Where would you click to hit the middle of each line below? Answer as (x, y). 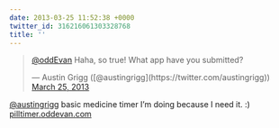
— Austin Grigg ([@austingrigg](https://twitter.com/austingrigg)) (150, 78)
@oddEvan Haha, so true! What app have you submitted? (137, 60)
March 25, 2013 (60, 87)
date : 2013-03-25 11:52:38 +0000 (72, 18)
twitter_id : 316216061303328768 (70, 26)
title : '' (28, 34)
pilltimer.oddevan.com (50, 114)
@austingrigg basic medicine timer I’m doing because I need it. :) (130, 105)
